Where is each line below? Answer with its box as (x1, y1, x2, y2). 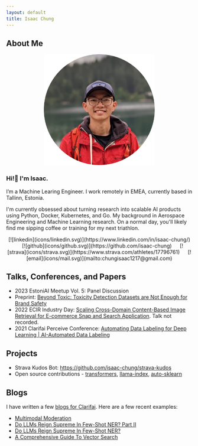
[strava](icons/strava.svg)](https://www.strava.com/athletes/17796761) (7, 248, 180, 255)
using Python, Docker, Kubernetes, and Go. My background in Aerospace (6, 211, 185, 219)
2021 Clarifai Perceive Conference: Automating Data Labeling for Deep (14, 325, 187, 332)
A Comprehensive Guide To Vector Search (14, 434, 118, 441)
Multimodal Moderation (14, 415, 72, 422)
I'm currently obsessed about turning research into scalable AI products (6, 206, 181, 213)
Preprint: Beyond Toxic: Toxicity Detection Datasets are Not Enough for (14, 294, 188, 301)
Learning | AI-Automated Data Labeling (14, 331, 111, 338)
